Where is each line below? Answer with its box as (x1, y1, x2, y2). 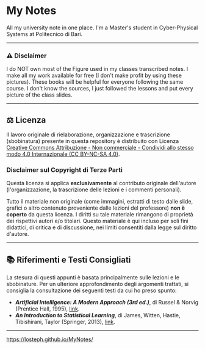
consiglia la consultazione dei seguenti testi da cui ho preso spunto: (6, 287, 177, 294)
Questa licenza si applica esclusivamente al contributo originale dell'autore (6, 180, 196, 187)
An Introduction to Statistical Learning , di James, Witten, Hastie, (15, 312, 181, 319)
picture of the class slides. (6, 91, 73, 98)
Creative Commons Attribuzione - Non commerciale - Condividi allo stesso (6, 144, 194, 152)
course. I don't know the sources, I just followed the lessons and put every (6, 85, 193, 92)
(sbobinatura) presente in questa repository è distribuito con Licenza (6, 138, 179, 145)
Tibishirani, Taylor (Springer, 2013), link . (15, 318, 116, 326)
